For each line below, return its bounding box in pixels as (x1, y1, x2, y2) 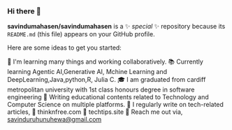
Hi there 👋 (7, 6, 42, 16)
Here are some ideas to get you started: (7, 43, 122, 52)
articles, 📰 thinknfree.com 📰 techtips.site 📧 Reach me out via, (7, 108, 183, 116)
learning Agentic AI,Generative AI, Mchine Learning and (7, 68, 168, 76)
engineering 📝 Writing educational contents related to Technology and (7, 93, 210, 101)
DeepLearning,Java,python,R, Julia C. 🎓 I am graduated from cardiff (7, 75, 206, 84)
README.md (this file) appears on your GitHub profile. (7, 30, 155, 38)
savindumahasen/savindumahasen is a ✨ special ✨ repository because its (7, 22, 226, 31)
